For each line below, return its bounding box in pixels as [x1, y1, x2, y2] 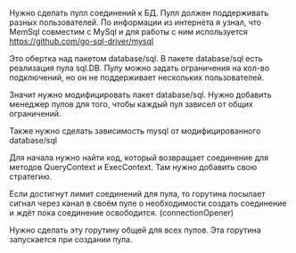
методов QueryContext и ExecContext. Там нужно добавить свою [9, 162, 258, 172]
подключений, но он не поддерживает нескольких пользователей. [9, 72, 265, 83]
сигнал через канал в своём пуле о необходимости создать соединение [9, 198, 287, 208]
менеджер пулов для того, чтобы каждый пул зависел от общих [9, 99, 254, 110]
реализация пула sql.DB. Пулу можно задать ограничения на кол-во [9, 62, 270, 73]
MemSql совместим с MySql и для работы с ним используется [9, 27, 248, 37]
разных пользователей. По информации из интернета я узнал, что [9, 17, 261, 28]
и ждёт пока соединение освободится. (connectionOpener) [9, 208, 234, 217]
